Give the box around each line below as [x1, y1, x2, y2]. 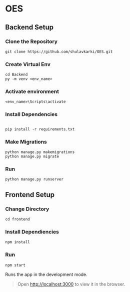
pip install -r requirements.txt [5, 126, 75, 131]
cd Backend [5, 72, 28, 77]
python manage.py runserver [5, 177, 64, 182]
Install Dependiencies [5, 228, 59, 235]
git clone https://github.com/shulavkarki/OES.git [5, 49, 113, 54]
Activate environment [5, 88, 59, 95]
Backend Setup [5, 23, 54, 31]
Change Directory [5, 205, 49, 212]
